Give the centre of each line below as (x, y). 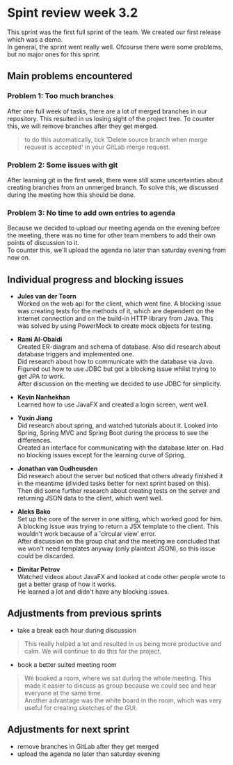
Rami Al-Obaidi (40, 340)
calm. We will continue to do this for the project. (93, 651)
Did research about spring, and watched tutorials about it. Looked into (118, 425)
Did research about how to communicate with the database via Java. (115, 362)
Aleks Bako (34, 512)
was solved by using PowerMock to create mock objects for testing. (114, 326)
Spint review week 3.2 (73, 13)
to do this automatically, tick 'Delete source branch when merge (116, 139)
